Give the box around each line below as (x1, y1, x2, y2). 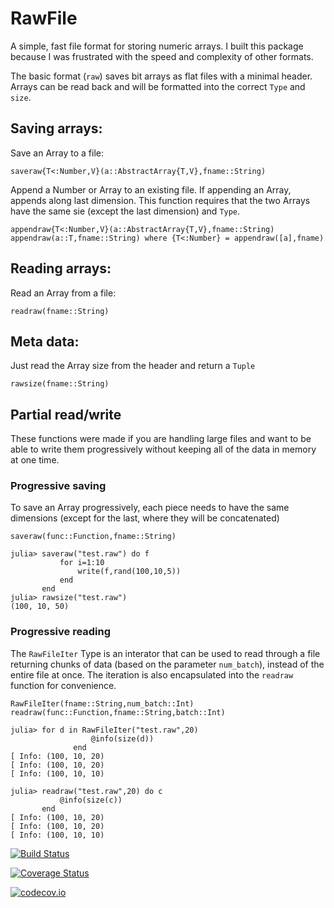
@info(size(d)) (90, 733, 155, 744)
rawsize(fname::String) (10, 379, 110, 389)
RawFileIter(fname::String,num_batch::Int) (10, 698, 195, 709)
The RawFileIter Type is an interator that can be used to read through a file (10, 647, 321, 659)
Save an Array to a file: (10, 147, 105, 159)
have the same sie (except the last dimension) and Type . (10, 205, 241, 217)
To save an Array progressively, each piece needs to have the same (10, 502, 290, 514)
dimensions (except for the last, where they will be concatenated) (10, 512, 280, 524)
